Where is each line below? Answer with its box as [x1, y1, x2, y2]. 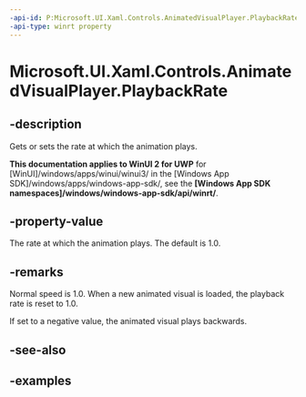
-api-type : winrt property [9, 22, 112, 31]
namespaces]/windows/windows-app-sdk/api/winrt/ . [9, 188, 219, 198]
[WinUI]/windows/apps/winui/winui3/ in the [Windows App [9, 168, 229, 178]
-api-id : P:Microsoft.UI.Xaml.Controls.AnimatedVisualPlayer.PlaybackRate [9, 13, 300, 23]
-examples [9, 372, 72, 388]
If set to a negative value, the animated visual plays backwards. [9, 316, 248, 327]
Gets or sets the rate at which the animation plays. [9, 140, 198, 151]
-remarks [9, 264, 64, 280]
